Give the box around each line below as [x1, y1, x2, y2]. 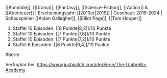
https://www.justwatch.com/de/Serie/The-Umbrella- [36, 62, 147, 67]
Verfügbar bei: [5, 62, 36, 67]
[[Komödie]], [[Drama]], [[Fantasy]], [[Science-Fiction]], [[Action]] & [5, 5, 148, 10]
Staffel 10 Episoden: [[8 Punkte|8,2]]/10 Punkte [12, 25, 111, 31]
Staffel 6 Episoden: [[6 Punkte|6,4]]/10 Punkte [12, 42, 110, 48]
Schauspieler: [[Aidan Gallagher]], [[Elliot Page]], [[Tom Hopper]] [5, 15, 142, 21]
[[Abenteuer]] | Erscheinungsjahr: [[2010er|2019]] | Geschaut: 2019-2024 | [5, 10, 162, 16]
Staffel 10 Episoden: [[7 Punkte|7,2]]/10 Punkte [12, 36, 111, 42]
